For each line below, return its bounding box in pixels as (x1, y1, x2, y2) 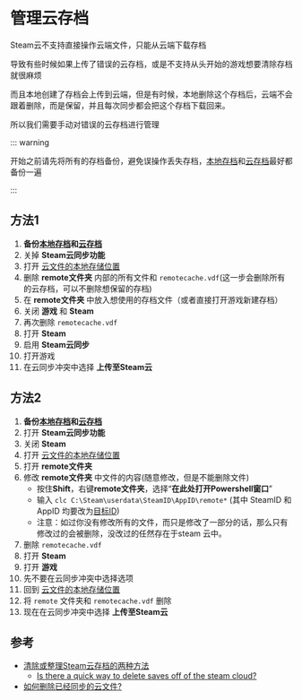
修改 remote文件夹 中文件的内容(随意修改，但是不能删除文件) (22, 471, 250, 482)
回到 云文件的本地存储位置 (22, 583, 120, 594)
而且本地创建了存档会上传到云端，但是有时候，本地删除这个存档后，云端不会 (10, 89, 293, 99)
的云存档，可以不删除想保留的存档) (22, 283, 152, 294)
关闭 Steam (22, 438, 66, 449)
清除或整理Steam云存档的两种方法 (22, 661, 150, 671)
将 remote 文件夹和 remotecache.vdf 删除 (22, 595, 172, 606)
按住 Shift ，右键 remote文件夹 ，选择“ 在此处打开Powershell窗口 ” (36, 483, 272, 494)
